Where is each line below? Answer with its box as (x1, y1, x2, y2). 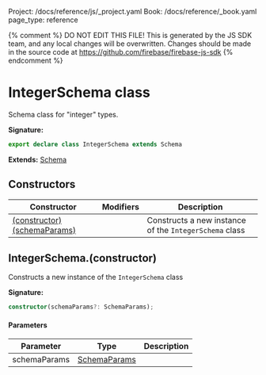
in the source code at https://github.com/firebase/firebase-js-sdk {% (8, 48, 234, 56)
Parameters (8, 320, 47, 330)
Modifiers (101, 201, 140, 212)
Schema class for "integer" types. (8, 109, 119, 119)
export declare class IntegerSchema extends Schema (8, 140, 182, 148)
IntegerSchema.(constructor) (8, 251, 157, 265)
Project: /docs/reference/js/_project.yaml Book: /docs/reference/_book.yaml (8, 7, 257, 16)
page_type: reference (8, 15, 78, 25)
